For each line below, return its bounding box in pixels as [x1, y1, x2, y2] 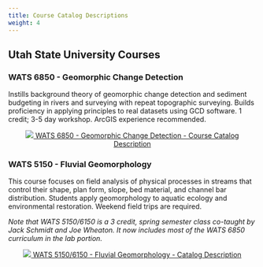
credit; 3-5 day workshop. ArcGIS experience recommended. [8, 115, 206, 124]
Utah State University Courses [8, 48, 161, 61]
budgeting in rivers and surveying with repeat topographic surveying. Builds [8, 98, 254, 107]
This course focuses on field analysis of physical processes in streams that [8, 176, 252, 186]
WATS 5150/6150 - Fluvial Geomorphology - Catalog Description [32, 250, 242, 260]
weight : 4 [8, 19, 41, 27]
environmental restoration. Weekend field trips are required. [8, 202, 202, 211]
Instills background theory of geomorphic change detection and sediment [8, 90, 247, 99]
